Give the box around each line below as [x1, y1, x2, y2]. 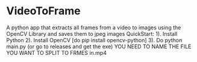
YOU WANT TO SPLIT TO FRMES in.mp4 [6, 49, 107, 56]
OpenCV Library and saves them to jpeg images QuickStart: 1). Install [6, 30, 178, 37]
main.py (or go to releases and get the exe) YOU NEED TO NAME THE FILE [6, 43, 192, 50]
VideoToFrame [6, 4, 81, 18]
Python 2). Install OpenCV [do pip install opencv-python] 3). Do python [6, 36, 183, 44]
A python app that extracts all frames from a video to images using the [6, 24, 181, 31]
